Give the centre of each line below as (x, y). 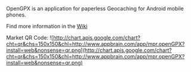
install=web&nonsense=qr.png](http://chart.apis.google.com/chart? (89, 50)
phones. (16, 15)
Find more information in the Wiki (47, 26)
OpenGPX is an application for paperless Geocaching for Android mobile (95, 9)
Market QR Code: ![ (30, 37)
